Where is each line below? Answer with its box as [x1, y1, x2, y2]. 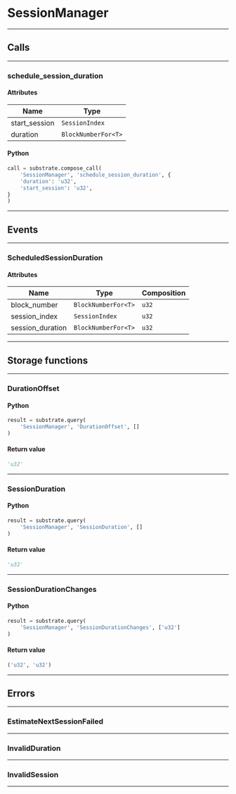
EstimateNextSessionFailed [7, 717, 104, 726]
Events [7, 223, 39, 235]
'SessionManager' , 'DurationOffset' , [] [20, 423, 140, 430]
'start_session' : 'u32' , [20, 185, 93, 192]
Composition [141, 288, 186, 298]
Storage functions [7, 354, 88, 366]
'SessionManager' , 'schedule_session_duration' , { [20, 171, 171, 178]
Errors [7, 687, 35, 699]
